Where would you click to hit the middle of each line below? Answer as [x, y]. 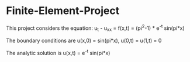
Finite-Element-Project [63, 11]
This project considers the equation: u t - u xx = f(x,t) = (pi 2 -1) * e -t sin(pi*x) [96, 28]
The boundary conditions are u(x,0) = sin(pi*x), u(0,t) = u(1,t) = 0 [84, 41]
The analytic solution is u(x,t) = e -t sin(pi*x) [58, 53]
